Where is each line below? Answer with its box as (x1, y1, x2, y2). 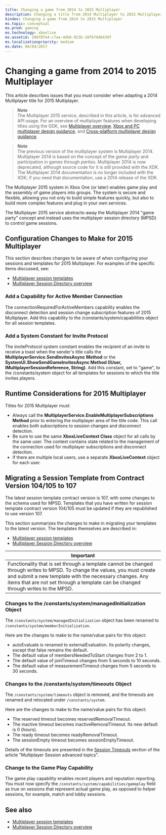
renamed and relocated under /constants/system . (5, 697, 106, 703)
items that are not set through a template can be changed (7, 579, 141, 586)
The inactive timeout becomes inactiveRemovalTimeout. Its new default (12, 721, 158, 728)
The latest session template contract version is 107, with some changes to (5, 494, 155, 500)
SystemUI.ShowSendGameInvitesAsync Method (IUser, (5, 359, 122, 365)
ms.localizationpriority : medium (5, 40, 74, 45)
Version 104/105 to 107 (5, 482, 77, 490)
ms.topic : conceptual (5, 21, 50, 26)
